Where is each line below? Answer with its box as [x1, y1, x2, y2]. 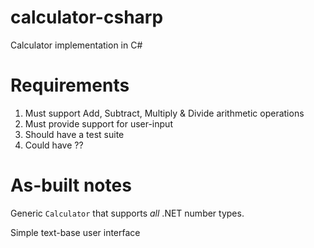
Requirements [10, 74, 130, 97]
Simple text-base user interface [10, 226, 141, 238]
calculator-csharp [10, 6, 164, 29]
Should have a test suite [24, 128, 125, 140]
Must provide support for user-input [24, 117, 173, 130]
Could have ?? [24, 139, 84, 151]
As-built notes [10, 174, 132, 197]
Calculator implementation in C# [10, 39, 143, 51]
